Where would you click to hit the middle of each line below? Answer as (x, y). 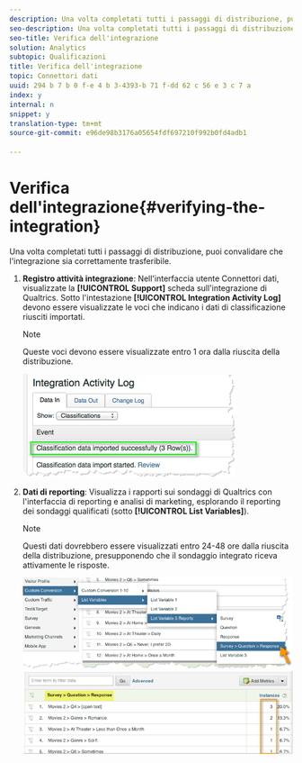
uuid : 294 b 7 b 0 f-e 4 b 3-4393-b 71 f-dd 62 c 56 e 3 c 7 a (130, 86)
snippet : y (30, 114)
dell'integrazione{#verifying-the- (138, 208)
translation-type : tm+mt (56, 123)
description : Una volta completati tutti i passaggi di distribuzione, (146, 19)
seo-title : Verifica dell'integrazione (84, 38)
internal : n (31, 104)
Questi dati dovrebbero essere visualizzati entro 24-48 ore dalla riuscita (155, 546)
